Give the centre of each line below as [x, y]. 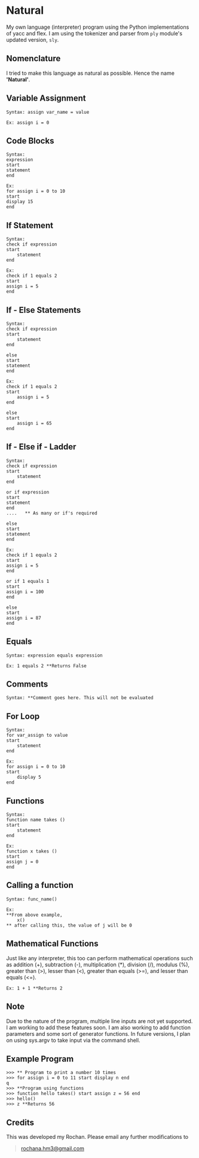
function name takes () [36, 820]
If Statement [30, 225]
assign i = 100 [25, 592]
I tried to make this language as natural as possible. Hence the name [91, 73]
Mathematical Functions [52, 944]
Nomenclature [33, 58]
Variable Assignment [46, 99]
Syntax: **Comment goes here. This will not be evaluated [80, 698]
